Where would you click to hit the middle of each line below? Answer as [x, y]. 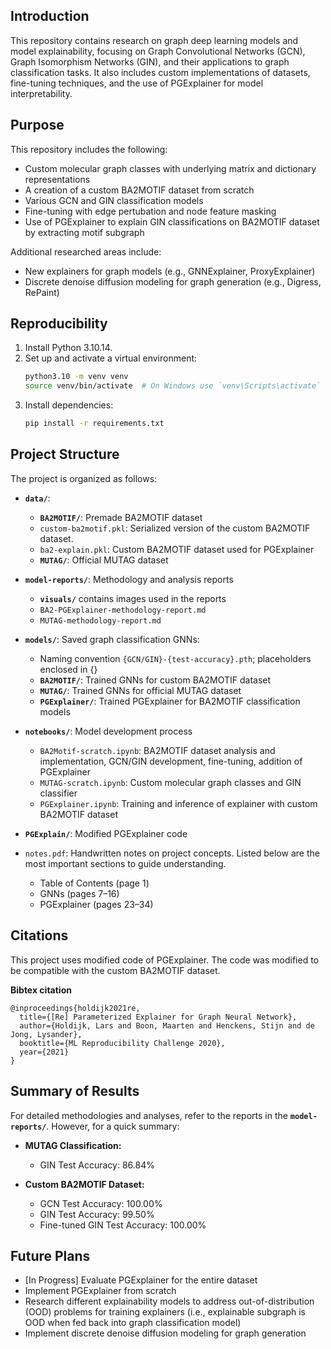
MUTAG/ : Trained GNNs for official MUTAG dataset [140, 690]
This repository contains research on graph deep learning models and [154, 40]
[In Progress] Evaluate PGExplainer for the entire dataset [141, 1280]
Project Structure [65, 454]
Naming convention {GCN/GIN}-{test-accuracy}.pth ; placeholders [175, 658]
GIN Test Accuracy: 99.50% [97, 1214]
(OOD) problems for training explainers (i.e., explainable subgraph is [165, 1312]
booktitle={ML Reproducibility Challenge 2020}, [122, 1043]
